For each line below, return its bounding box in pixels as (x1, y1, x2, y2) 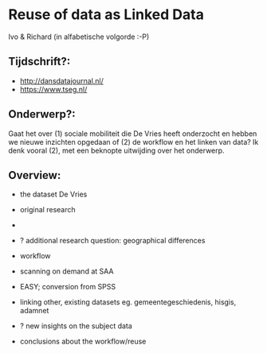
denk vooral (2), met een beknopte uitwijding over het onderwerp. (8, 145, 225, 155)
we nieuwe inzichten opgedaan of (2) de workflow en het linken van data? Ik (8, 137, 259, 146)
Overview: (8, 169, 61, 182)
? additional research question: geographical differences (19, 236, 206, 246)
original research (19, 205, 76, 215)
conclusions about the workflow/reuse (19, 336, 147, 347)
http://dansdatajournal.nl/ (19, 76, 104, 85)
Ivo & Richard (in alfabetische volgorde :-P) (8, 32, 150, 41)
